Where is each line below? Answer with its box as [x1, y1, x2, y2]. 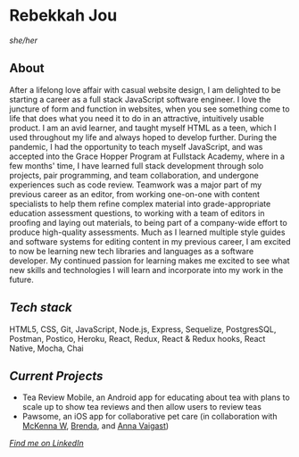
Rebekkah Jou [9, 5, 118, 26]
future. [9, 274, 34, 285]
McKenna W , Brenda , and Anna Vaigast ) [21, 420, 170, 431]
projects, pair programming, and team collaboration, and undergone [9, 170, 259, 180]
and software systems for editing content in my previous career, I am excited [9, 236, 291, 246]
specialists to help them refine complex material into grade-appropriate [9, 198, 271, 209]
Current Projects [9, 368, 104, 384]
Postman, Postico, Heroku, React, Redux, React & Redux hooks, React [9, 333, 266, 344]
